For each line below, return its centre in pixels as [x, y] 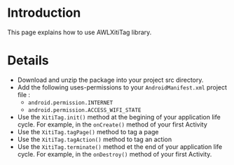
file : [23, 94]
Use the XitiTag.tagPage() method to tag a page [88, 131]
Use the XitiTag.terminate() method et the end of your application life [120, 146]
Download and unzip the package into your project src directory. [110, 80]
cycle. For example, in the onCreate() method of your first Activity [112, 124]
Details [28, 60]
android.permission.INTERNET [70, 103]
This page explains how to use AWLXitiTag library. [80, 32]
